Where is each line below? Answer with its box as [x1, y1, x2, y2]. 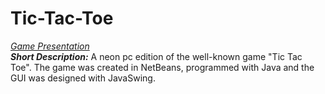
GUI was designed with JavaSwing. [10, 72, 156, 84]
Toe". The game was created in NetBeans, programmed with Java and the [10, 61, 315, 73]
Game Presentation [10, 40, 90, 52]
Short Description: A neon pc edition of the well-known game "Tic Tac [10, 50, 303, 62]
